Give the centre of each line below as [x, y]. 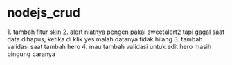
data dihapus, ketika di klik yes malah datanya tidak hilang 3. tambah [105, 39]
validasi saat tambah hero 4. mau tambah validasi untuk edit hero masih [109, 46]
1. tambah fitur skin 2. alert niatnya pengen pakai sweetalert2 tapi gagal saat [116, 32]
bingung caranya [31, 54]
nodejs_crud [44, 13]
